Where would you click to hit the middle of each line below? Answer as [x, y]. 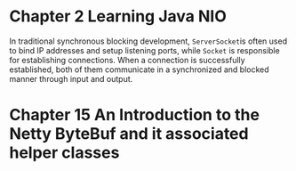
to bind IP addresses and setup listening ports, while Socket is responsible [144, 50]
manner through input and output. [71, 78]
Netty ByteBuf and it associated [129, 134]
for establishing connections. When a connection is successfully [128, 60]
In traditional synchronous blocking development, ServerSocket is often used [148, 41]
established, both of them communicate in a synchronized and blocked [139, 69]
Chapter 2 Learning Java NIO [118, 16]
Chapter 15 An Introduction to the [135, 115]
